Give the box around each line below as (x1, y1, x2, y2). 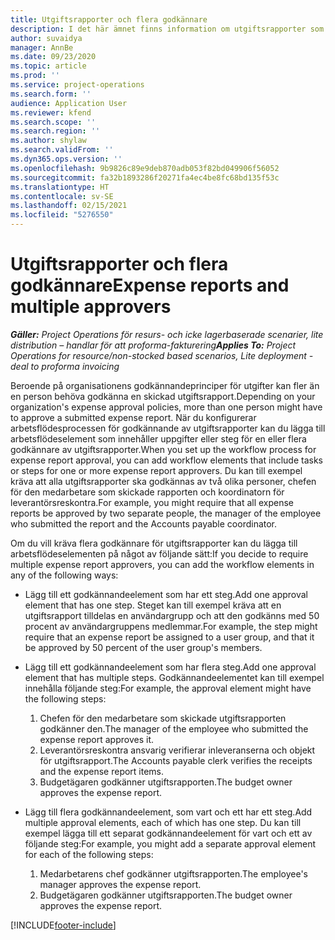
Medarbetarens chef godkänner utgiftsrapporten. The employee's (39, 867, 309, 880)
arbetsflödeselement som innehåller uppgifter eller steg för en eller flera (10, 432, 307, 445)
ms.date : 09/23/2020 (10, 52, 97, 62)
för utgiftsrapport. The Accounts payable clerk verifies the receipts (39, 754, 313, 766)
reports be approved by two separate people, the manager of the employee (10, 507, 322, 519)
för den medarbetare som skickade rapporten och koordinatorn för (10, 486, 285, 498)
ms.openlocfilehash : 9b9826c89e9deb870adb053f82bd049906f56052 (10, 163, 280, 173)
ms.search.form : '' (10, 89, 92, 99)
